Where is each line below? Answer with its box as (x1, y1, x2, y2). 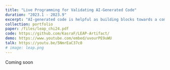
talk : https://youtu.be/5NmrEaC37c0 (5, 41, 82, 46)
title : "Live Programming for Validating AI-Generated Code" (5, 7, 137, 13)
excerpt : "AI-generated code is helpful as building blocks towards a (5, 17, 157, 22)
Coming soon (5, 59, 33, 65)
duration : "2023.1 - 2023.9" (5, 12, 67, 17)
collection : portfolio (5, 21, 53, 27)
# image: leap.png (5, 45, 44, 50)
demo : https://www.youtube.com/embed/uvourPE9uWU (5, 36, 112, 41)
